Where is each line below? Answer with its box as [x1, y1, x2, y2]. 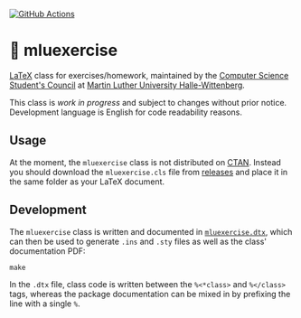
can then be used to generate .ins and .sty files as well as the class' [9, 236, 267, 247]
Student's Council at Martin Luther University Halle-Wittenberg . [9, 79, 246, 90]
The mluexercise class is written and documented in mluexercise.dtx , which [9, 226, 293, 237]
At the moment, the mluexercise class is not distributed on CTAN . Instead [9, 156, 282, 167]
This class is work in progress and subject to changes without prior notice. [9, 97, 287, 108]
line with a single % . [9, 298, 80, 309]
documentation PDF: [9, 245, 86, 257]
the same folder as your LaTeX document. [9, 176, 165, 187]
